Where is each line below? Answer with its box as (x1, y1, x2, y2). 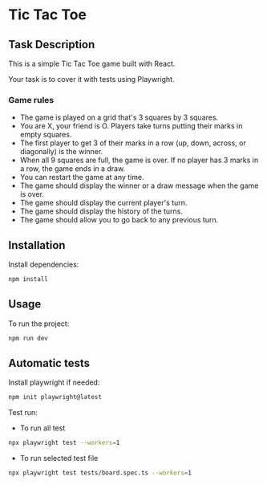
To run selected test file (19, 454, 99, 463)
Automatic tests (8, 357, 91, 370)
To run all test (19, 423, 66, 433)
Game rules (8, 94, 55, 105)
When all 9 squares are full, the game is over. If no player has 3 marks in (19, 155, 259, 165)
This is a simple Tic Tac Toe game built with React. (8, 59, 176, 68)
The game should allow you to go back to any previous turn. (19, 215, 219, 225)
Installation (8, 238, 66, 252)
